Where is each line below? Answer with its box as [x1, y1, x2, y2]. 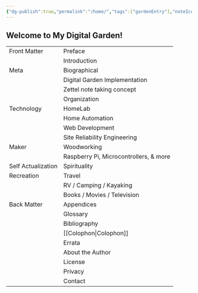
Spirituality [63, 162, 93, 170]
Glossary [63, 210, 88, 218]
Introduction [63, 57, 97, 65]
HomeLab [63, 104, 90, 113]
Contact [63, 277, 85, 285]
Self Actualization [9, 162, 58, 170]
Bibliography [63, 219, 98, 228]
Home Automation [63, 114, 114, 123]
